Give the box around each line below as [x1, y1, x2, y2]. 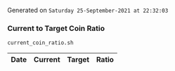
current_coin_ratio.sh [7, 39, 74, 46]
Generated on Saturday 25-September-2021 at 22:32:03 [7, 6, 169, 14]
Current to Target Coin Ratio [7, 23, 105, 33]
